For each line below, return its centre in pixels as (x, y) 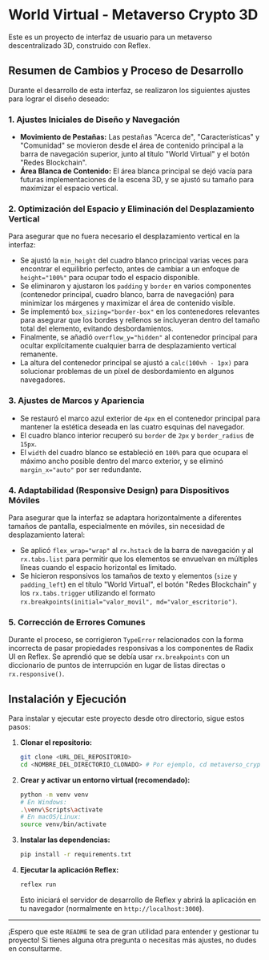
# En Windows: (43, 802)
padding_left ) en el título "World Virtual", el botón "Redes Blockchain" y (139, 584)
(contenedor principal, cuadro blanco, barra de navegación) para (127, 295)
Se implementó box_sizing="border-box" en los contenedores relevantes (140, 311)
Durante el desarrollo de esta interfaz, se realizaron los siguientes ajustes (129, 90)
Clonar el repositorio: (56, 742)
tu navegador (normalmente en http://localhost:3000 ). (112, 908)
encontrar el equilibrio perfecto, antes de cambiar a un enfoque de (130, 269)
